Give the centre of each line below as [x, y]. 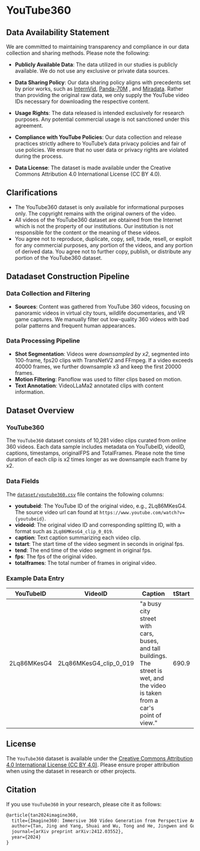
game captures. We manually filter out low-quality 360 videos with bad [102, 319]
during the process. [39, 156]
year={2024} [26, 837]
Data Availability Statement [58, 32]
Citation [21, 790]
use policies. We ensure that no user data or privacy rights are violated [101, 150]
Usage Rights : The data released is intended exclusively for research [99, 113]
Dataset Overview [40, 411]
